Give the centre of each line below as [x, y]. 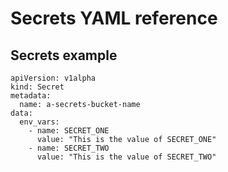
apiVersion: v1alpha [53, 78]
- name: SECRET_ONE [69, 131]
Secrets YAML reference [114, 18]
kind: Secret [37, 87]
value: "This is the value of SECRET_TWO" [126, 157]
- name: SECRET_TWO [69, 148]
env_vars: [39, 122]
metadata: [31, 96]
